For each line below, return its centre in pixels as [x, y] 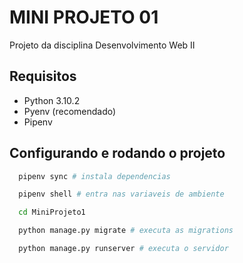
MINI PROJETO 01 [84, 17]
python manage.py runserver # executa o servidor [123, 249]
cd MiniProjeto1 [52, 212]
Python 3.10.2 [52, 100]
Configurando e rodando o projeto [117, 153]
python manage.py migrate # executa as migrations [126, 231]
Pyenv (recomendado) [70, 111]
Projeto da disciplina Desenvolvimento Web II [102, 45]
